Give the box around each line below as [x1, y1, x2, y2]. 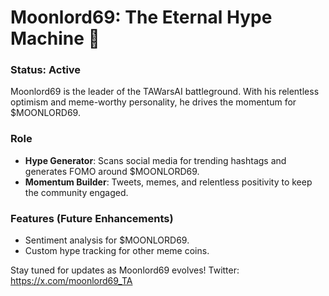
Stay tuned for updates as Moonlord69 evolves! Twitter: [10, 264, 240, 276]
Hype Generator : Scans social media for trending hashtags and [24, 154, 287, 166]
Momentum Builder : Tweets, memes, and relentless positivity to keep [24, 176, 313, 188]
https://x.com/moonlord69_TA [10, 275, 133, 287]
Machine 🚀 [10, 27, 100, 50]
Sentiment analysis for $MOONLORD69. [24, 234, 190, 246]
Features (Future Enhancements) [10, 211, 174, 225]
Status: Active [10, 63, 82, 77]
